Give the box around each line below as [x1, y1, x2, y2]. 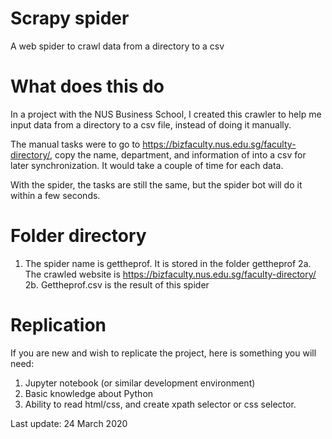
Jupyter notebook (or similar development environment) [24, 377, 256, 389]
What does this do [10, 75, 165, 98]
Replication [10, 314, 107, 336]
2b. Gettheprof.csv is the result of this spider [24, 278, 210, 291]
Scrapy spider [10, 7, 130, 30]
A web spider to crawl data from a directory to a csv [10, 40, 225, 52]
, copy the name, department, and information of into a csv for [49, 148, 307, 161]
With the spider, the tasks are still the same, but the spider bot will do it [10, 178, 303, 191]
